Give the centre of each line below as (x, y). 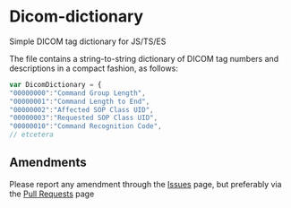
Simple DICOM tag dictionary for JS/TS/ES (88, 41)
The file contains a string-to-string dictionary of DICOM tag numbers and (144, 58)
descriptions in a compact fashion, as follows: (94, 68)
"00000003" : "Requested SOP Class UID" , (84, 118)
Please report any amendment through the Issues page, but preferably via (145, 184)
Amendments (48, 163)
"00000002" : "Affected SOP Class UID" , (81, 109)
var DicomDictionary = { (56, 84)
